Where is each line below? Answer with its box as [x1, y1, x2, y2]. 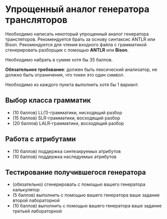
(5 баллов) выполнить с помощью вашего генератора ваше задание [12, 192, 160, 198]
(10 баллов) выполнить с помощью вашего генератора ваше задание [12, 203, 162, 209]
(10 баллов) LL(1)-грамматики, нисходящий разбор [12, 109, 122, 115]
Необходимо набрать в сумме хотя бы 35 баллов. [5, 56, 113, 62]
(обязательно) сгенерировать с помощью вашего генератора [12, 181, 146, 187]
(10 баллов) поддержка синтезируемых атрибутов [12, 148, 121, 154]
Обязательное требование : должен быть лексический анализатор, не [5, 66, 157, 72]
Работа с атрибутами [5, 135, 76, 143]
